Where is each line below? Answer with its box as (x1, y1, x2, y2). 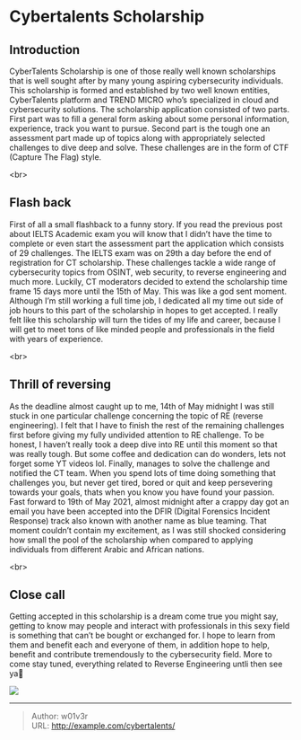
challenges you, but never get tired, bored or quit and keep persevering (9, 477, 273, 488)
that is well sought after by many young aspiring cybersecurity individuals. (9, 75, 284, 86)
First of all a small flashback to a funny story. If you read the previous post (9, 218, 283, 230)
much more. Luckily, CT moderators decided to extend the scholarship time (9, 276, 288, 286)
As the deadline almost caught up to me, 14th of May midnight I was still (9, 401, 275, 411)
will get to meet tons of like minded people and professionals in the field (9, 323, 275, 334)
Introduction (9, 42, 81, 57)
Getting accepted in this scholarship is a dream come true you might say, (9, 611, 279, 621)
